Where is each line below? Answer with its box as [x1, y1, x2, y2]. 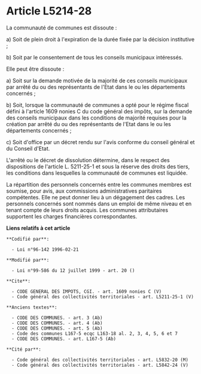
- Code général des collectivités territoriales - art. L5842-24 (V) [11, 362, 188, 368]
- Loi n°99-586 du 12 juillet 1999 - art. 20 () [11, 267, 135, 274]
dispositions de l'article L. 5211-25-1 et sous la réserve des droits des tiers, [6, 163, 190, 170]
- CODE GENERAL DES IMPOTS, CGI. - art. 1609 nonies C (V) [11, 288, 162, 295]
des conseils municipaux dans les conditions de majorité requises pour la [6, 114, 187, 121]
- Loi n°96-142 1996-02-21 [11, 246, 79, 253]
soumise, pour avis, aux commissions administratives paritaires [6, 187, 162, 195]
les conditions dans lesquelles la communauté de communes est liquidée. [6, 169, 188, 176]
